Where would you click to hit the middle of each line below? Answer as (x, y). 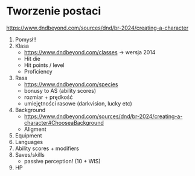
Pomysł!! (26, 39)
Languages (29, 142)
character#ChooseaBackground (64, 122)
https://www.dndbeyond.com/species (71, 84)
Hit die (32, 58)
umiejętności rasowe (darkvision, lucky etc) (78, 103)
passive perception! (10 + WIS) (62, 161)
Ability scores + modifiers (47, 148)
